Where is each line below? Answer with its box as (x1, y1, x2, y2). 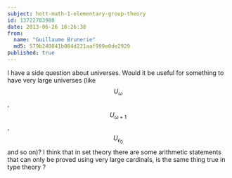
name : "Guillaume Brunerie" (13, 36, 96, 43)
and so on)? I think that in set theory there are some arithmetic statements (7, 148, 221, 156)
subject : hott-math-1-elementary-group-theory (7, 10, 146, 18)
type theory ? (7, 163, 46, 171)
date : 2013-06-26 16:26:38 (7, 23, 86, 30)
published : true (7, 50, 55, 57)
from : (7, 29, 23, 37)
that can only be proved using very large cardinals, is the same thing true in (7, 155, 226, 163)
